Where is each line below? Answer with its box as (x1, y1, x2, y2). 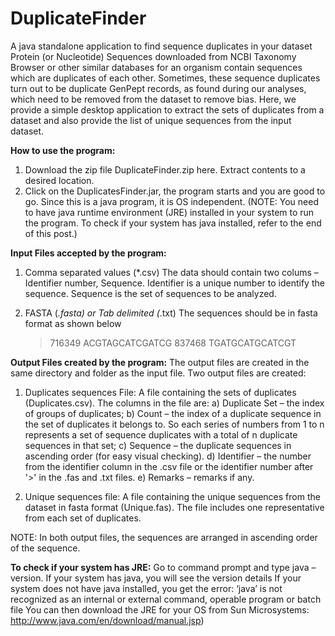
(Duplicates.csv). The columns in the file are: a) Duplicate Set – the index (24, 397, 325, 409)
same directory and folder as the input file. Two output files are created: (10, 367, 307, 379)
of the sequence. (10, 542, 81, 554)
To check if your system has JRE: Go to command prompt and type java (10, 561, 310, 573)
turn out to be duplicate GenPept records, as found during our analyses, (10, 82, 307, 94)
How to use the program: (10, 144, 116, 156)
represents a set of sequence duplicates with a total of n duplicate (24, 428, 298, 441)
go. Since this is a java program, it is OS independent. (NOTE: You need (24, 195, 319, 207)
